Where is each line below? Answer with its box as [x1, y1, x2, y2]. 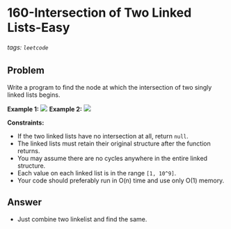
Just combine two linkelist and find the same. [17, 214, 148, 223]
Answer [7, 196, 42, 208]
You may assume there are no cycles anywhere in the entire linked [17, 154, 207, 162]
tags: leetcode [7, 43, 49, 52]
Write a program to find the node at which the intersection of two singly [7, 83, 212, 91]
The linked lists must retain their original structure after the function [17, 139, 211, 148]
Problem [7, 65, 45, 77]
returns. [17, 146, 40, 155]
